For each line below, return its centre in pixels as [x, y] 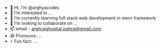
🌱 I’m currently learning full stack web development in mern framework [83, 18]
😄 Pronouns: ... [26, 36]
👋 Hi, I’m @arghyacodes [35, 8]
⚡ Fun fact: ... [23, 41]
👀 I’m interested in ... [31, 13]
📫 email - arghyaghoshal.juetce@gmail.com [55, 29]
